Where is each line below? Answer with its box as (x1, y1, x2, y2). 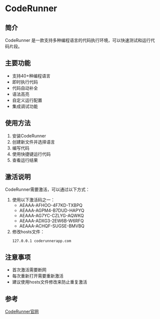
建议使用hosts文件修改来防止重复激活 (12, 279, 88, 285)
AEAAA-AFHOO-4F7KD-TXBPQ (19, 203, 83, 208)
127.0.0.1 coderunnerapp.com (12, 239, 71, 244)
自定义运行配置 (12, 97, 42, 103)
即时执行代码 (12, 79, 38, 85)
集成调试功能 (12, 103, 38, 109)
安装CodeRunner (12, 132, 46, 139)
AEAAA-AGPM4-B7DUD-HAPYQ (19, 207, 85, 213)
